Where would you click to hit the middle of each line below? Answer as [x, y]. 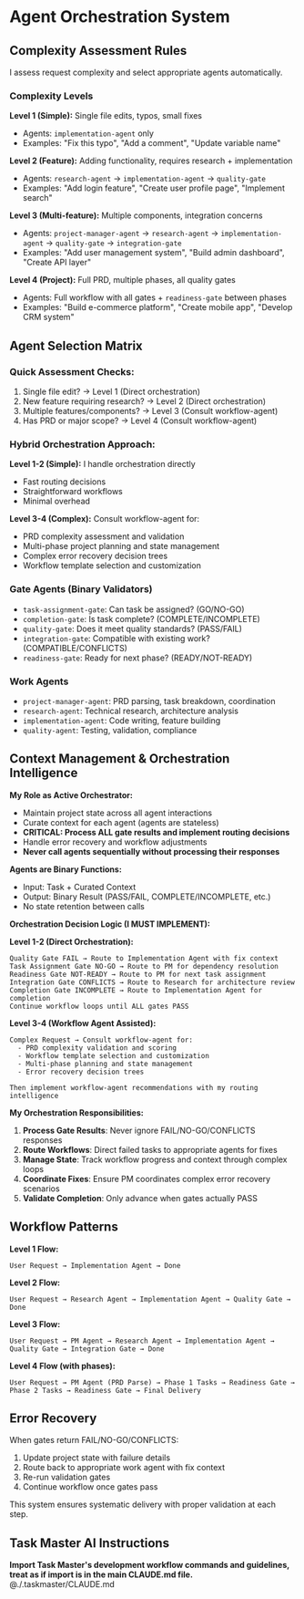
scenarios [41, 1189]
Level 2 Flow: [35, 1282]
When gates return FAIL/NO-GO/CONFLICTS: [94, 1440]
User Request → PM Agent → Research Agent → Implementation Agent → [142, 1341]
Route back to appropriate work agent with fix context [124, 1468]
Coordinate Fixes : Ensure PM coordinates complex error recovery [147, 1178]
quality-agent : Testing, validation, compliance [110, 730]
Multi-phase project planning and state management [121, 546]
